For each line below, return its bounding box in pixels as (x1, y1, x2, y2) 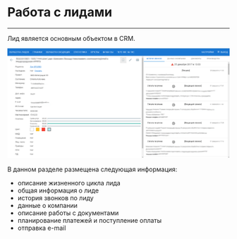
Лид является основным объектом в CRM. (7, 34, 135, 42)
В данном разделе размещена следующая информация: (7, 165, 178, 173)
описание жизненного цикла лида (17, 178, 121, 187)
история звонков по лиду (17, 193, 94, 202)
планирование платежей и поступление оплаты (17, 216, 162, 224)
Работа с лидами (7, 4, 113, 20)
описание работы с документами (17, 209, 119, 217)
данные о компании (17, 201, 78, 209)
